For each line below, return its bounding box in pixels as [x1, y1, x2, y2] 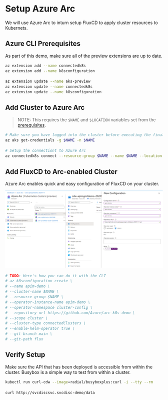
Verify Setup [5, 350, 45, 359]
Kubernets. [5, 25, 28, 31]
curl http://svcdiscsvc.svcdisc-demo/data [5, 390, 95, 395]
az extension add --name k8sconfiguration [5, 68, 95, 73]
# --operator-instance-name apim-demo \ [5, 299, 91, 305]
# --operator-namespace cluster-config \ [5, 305, 93, 310]
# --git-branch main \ [5, 331, 52, 336]
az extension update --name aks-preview [5, 79, 91, 84]
